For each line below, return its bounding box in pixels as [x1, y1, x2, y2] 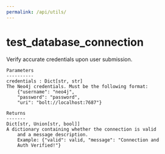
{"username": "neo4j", [17, 89, 75, 95]
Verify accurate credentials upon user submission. [6, 56, 133, 63]
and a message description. [17, 131, 88, 137]
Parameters [6, 67, 34, 73]
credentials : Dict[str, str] [6, 78, 83, 84]
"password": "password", [17, 94, 80, 100]
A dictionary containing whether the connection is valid [6, 126, 156, 132]
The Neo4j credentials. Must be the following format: [6, 83, 149, 89]
